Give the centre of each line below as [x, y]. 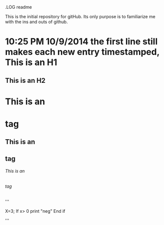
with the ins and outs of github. [36, 22]
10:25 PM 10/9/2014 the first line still [82, 42]
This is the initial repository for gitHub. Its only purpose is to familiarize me [80, 16]
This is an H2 [25, 80]
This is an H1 [31, 62]
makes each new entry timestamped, [82, 52]
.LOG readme [18, 7]
